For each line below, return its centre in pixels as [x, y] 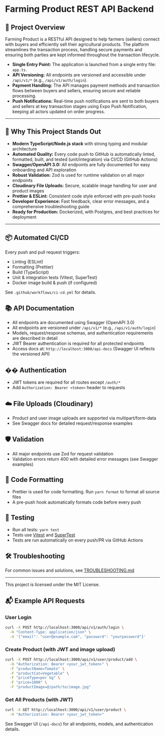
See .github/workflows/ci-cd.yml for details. [51, 292]
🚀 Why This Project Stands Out [53, 132]
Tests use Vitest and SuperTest [43, 535]
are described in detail [35, 338]
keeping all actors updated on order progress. [59, 111]
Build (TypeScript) [30, 272]
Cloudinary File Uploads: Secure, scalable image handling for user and [84, 185]
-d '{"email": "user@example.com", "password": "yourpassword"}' [78, 637]
